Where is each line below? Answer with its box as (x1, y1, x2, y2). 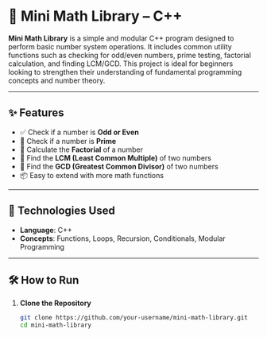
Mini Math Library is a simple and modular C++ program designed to (8, 33, 234, 43)
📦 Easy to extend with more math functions (19, 170, 164, 180)
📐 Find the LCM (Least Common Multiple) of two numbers (19, 153, 212, 162)
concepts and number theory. (8, 76, 106, 85)
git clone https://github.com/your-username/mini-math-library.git (19, 314, 248, 322)
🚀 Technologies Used (8, 204, 115, 218)
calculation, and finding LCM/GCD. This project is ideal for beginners (8, 59, 234, 68)
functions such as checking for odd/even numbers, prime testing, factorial (8, 50, 252, 60)
